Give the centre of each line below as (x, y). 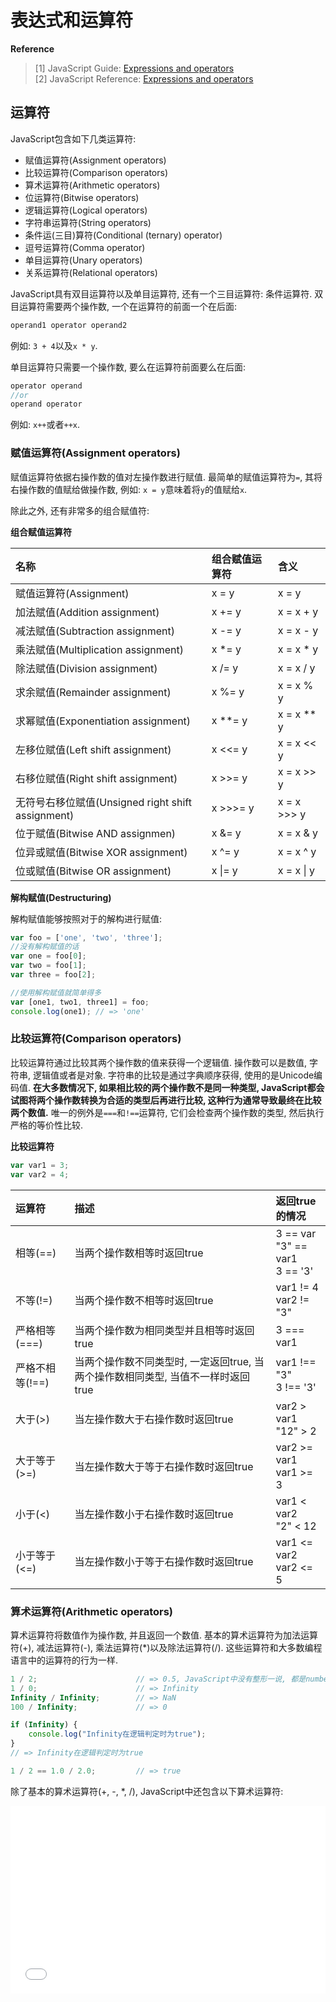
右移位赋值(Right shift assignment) (96, 778)
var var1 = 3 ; (40, 1165)
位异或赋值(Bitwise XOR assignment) (101, 852)
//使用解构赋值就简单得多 (56, 992)
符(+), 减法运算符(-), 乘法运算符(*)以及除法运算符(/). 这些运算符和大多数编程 (166, 1647)
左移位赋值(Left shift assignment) (93, 749)
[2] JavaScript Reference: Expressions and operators (144, 78)
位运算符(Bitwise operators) (82, 197)
